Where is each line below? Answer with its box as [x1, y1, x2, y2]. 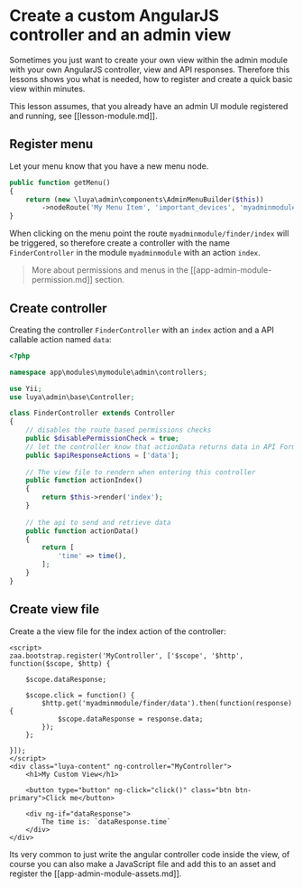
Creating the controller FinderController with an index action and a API [9, 324, 275, 335]
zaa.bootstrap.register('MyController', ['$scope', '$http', [9, 651, 244, 660]
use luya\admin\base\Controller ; [9, 392, 135, 402]
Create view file [9, 602, 100, 617]
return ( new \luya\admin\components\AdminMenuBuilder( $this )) [25, 195, 264, 204]
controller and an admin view [9, 24, 232, 45]
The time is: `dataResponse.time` [41, 817, 171, 827]
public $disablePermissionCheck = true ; [25, 435, 179, 444]
